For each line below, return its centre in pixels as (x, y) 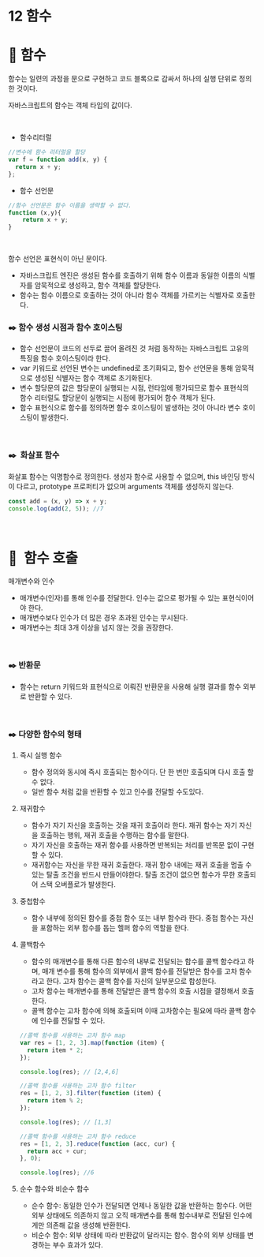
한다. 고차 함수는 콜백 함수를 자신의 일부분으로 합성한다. (131, 981)
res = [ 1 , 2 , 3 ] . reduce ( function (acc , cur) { (97, 1144)
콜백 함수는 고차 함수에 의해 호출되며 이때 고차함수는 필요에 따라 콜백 (136, 1010)
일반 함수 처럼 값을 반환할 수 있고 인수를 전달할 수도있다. (117, 791)
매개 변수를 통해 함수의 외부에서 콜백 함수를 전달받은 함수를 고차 (140, 971)
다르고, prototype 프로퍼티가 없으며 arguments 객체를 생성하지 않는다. (125, 486)
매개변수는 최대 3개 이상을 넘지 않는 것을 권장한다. (96, 627)
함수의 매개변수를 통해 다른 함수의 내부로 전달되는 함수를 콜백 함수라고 (139, 961)
